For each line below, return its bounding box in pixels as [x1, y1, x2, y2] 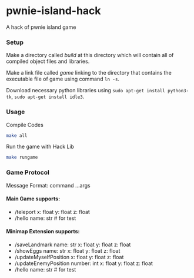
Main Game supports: [6, 195, 61, 202]
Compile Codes [6, 121, 44, 128]
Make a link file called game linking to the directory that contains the [6, 69, 172, 76]
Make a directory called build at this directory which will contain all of [6, 52, 174, 59]
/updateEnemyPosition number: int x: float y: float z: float [14, 260, 153, 267]
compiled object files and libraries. [6, 58, 90, 65]
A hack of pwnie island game [6, 24, 76, 31]
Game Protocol [6, 169, 50, 177]
